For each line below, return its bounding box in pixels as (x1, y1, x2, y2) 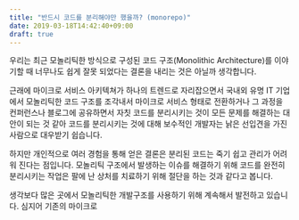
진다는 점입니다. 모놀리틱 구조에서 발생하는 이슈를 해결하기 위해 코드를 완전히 (18, 159, 286, 170)
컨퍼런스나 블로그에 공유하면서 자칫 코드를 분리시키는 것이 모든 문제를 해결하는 (9, 108, 281, 118)
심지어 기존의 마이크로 (21, 201, 98, 212)
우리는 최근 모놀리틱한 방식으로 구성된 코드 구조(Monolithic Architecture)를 (9, 55, 272, 66)
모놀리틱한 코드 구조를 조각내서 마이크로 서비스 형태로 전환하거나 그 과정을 (25, 96, 284, 107)
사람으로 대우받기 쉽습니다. (9, 130, 103, 141)
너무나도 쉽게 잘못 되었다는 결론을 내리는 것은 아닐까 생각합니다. (35, 66, 257, 77)
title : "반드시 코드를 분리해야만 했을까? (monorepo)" (9, 12, 191, 22)
